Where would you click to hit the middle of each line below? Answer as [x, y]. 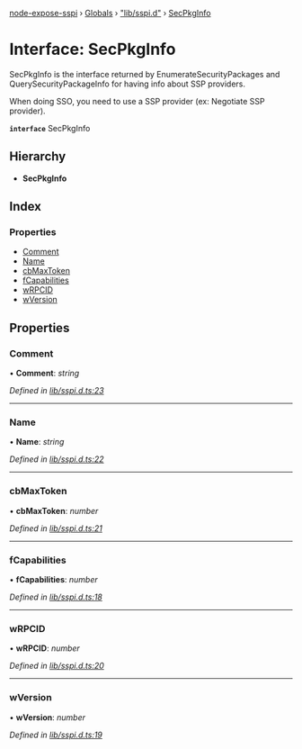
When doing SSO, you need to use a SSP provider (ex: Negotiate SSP [137, 101]
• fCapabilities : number [54, 580]
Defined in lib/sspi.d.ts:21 [56, 528]
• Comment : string [44, 374]
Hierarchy [38, 157]
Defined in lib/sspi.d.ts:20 [57, 666]
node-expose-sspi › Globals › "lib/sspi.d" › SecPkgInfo [110, 13]
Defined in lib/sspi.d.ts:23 [57, 391]
